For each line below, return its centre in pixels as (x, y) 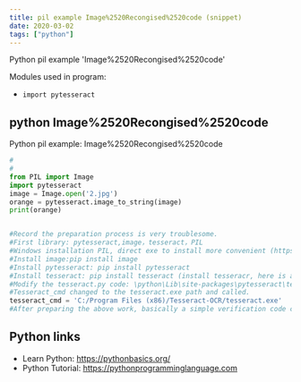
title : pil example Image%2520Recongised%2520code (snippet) (126, 17)
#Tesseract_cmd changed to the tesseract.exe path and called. (130, 293)
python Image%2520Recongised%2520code (139, 122)
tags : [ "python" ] (42, 34)
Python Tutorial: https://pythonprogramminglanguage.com (130, 368)
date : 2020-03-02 (42, 26)
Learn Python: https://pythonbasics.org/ (96, 358)
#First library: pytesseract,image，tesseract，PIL (106, 242)
